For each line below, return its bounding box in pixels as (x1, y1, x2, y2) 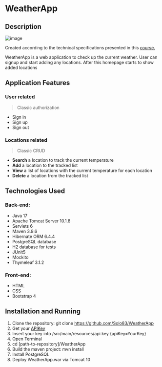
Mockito (12, 254, 29, 260)
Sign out (12, 124, 29, 130)
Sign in (12, 114, 26, 120)
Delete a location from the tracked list (12, 173, 89, 178)
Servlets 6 (12, 223, 33, 229)
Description (5, 22, 41, 31)
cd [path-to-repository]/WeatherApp (12, 341, 86, 347)
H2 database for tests (12, 244, 56, 250)
